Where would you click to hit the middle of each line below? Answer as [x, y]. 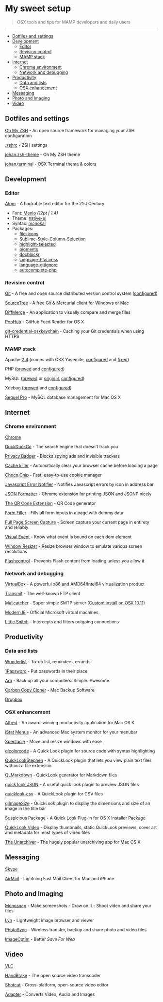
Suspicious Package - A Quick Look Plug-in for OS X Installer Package [75, 818]
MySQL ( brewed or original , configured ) [45, 379]
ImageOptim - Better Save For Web [40, 939]
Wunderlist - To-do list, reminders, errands [48, 661]
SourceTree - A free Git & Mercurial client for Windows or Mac [67, 303]
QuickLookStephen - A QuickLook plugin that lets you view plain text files [78, 760]
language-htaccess [39, 260]
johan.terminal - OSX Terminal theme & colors [51, 164]
